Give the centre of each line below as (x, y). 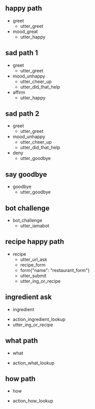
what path (22, 341)
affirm (19, 92)
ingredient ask (28, 297)
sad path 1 (22, 53)
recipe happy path (35, 242)
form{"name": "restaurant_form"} (55, 270)
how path (20, 379)
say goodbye (26, 174)
